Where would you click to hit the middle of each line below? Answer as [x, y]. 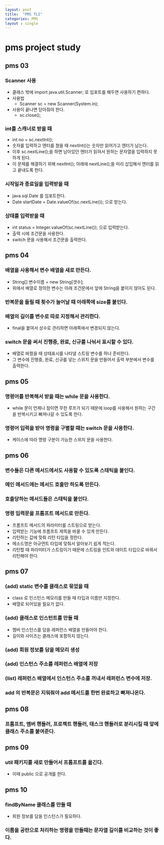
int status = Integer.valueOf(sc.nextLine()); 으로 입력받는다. [70, 227]
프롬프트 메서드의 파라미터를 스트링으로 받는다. [57, 525]
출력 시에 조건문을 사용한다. [38, 234]
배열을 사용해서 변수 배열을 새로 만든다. [48, 270]
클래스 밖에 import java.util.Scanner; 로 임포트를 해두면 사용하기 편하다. [81, 92]
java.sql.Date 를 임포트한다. [39, 196]
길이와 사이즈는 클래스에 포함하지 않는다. [51, 635]
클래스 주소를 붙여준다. [30, 731]
